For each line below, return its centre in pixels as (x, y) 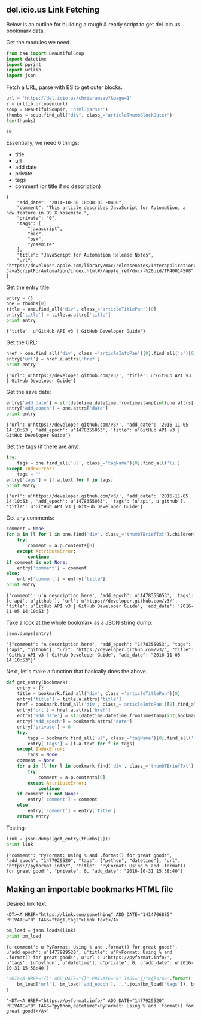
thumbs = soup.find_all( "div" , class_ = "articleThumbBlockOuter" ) (89, 115)
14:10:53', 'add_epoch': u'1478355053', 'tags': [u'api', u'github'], (96, 502)
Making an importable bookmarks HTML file (90, 889)
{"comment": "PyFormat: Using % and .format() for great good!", (89, 855)
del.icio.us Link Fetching (53, 10)
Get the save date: (29, 392)
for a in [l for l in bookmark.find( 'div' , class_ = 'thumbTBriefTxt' (104, 766)
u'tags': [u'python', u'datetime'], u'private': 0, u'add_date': (89, 963)
